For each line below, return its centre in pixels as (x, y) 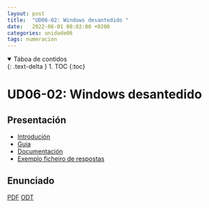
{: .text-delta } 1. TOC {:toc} (46, 67)
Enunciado (31, 181)
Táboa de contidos (40, 59)
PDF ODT (20, 197)
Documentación (40, 151)
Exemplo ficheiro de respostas (61, 159)
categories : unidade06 (40, 33)
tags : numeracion (32, 40)
